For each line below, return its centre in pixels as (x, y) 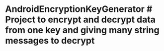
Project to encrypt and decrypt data (80, 20)
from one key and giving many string (82, 30)
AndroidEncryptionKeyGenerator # (79, 9)
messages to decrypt (50, 41)
